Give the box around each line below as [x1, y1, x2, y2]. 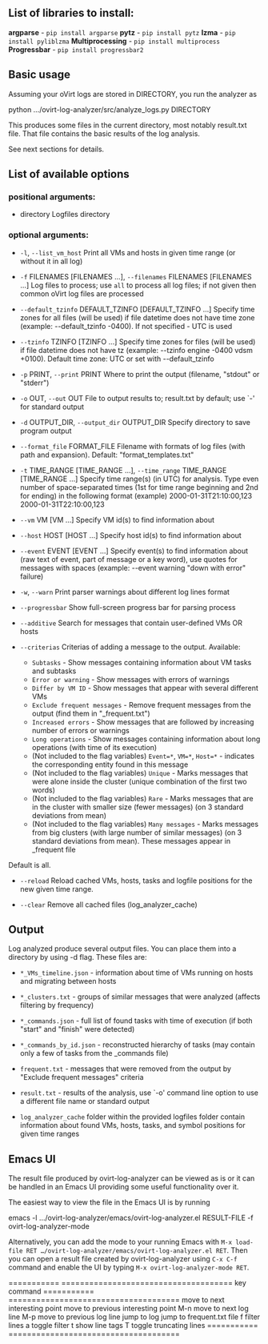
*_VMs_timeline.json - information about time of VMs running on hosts [19, 968, 254, 977]
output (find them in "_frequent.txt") [31, 708, 150, 718]
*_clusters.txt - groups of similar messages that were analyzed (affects [19, 992, 261, 1001]
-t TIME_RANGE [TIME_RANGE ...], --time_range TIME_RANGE [19, 465, 227, 475]
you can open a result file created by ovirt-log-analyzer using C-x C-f [8, 1254, 238, 1264]
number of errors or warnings [31, 725, 130, 735]
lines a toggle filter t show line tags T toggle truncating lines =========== [8, 1321, 258, 1330]
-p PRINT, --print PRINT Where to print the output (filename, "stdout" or [19, 369, 260, 379]
